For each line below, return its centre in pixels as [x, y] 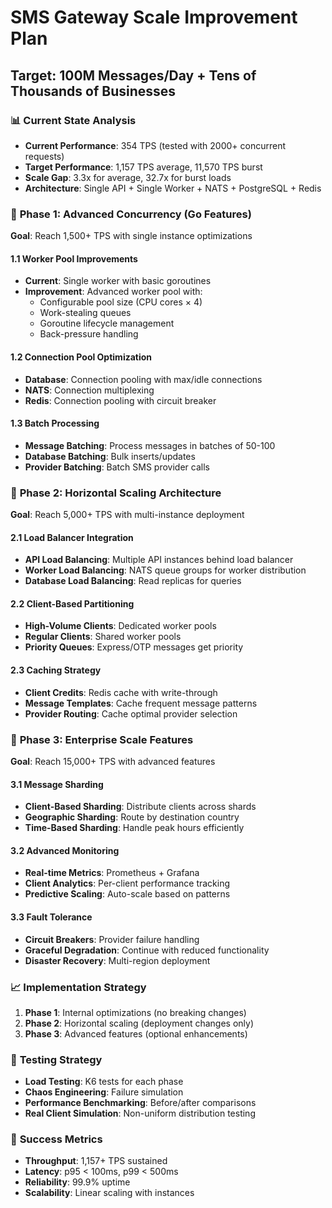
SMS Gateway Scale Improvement [154, 17]
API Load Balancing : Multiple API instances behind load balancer [159, 560]
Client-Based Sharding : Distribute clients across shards [140, 807]
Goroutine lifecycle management [107, 323]
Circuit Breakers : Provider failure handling [112, 939]
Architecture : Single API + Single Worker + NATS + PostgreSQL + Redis [173, 188]
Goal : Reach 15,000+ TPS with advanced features [113, 761]
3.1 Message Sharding [57, 784]
